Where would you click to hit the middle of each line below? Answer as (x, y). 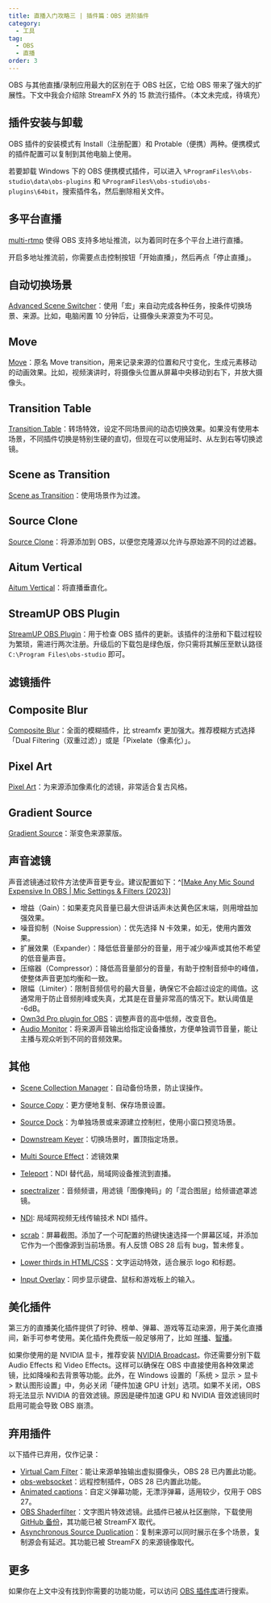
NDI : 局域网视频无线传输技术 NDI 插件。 (86, 1217)
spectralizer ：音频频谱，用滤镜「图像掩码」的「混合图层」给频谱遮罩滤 (139, 1190)
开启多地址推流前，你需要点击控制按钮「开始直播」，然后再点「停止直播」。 (132, 257)
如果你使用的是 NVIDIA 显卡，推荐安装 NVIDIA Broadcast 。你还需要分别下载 (134, 1355)
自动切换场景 (40, 284)
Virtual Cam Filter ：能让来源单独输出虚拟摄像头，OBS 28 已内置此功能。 (140, 1472)
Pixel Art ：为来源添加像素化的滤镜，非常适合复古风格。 (100, 787)
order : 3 (23, 61)
